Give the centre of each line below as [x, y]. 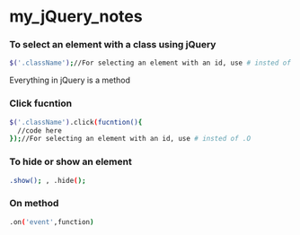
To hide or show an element [71, 161]
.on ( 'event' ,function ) [52, 222]
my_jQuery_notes [76, 17]
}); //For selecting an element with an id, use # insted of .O [130, 139]
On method [34, 204]
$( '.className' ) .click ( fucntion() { [76, 122]
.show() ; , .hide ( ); [48, 180]
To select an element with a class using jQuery [113, 45]
